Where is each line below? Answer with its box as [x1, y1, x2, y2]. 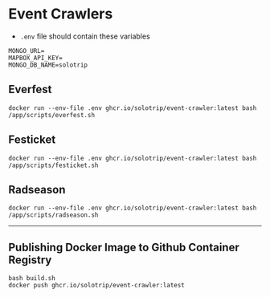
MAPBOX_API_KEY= [8, 54, 63, 62]
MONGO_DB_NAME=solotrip [8, 61, 88, 69]
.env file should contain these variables [19, 31, 150, 41]
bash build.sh [8, 275, 56, 283]
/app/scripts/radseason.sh [8, 211, 99, 219]
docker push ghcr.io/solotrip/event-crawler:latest [8, 282, 185, 290]
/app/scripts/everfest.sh [8, 111, 95, 119]
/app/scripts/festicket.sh [8, 161, 99, 169]
